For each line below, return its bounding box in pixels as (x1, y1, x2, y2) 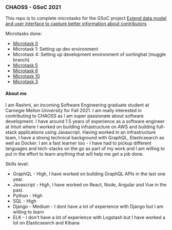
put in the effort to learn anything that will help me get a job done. (5, 151, 144, 157)
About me (5, 90, 27, 96)
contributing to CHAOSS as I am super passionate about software (5, 113, 144, 119)
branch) (12, 57, 30, 63)
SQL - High (12, 198, 37, 204)
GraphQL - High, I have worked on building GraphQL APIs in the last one (12, 171, 166, 177)
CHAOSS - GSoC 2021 (5, 4, 61, 11)
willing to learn (12, 208, 44, 215)
